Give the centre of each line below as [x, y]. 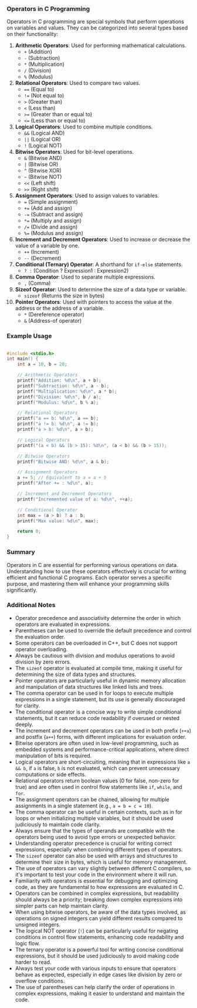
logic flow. [28, 943]
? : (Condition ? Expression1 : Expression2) [76, 271]
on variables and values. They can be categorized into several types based [97, 28]
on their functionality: [32, 34]
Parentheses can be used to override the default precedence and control [103, 630]
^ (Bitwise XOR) [43, 171]
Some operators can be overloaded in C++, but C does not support [96, 643]
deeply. [24, 724]
